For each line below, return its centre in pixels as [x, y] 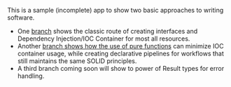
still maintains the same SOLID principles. [77, 61]
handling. [31, 76]
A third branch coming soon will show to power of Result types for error [121, 68]
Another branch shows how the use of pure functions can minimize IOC [120, 46]
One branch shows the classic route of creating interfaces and [107, 31]
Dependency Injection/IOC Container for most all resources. [104, 39]
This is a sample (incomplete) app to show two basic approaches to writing [115, 10]
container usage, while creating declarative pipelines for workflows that [120, 53]
